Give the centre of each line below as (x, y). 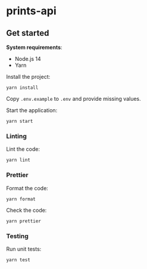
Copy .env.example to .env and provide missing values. (73, 99)
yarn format (21, 199)
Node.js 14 (28, 59)
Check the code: (26, 210)
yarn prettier (24, 221)
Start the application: (32, 110)
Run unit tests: (24, 249)
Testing (17, 236)
